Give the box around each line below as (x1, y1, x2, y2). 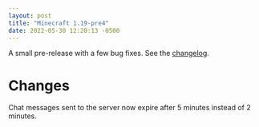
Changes (8, 77, 70, 94)
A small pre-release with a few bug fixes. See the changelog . (8, 49, 210, 58)
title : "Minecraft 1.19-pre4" (8, 19, 110, 27)
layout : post (8, 11, 52, 20)
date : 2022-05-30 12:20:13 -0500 (8, 26, 120, 34)
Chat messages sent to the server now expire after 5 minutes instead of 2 (8, 103, 251, 113)
